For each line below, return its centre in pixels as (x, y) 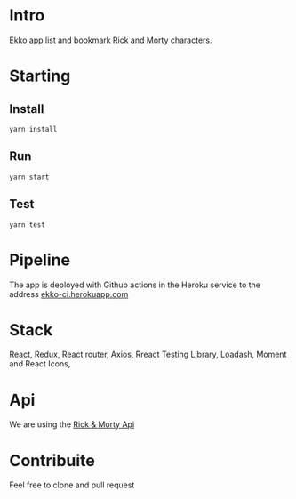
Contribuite (52, 460)
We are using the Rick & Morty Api (72, 424)
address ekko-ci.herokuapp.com (69, 294)
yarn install (33, 129)
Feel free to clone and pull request (72, 485)
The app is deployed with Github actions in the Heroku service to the (135, 285)
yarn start (29, 177)
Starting (40, 76)
